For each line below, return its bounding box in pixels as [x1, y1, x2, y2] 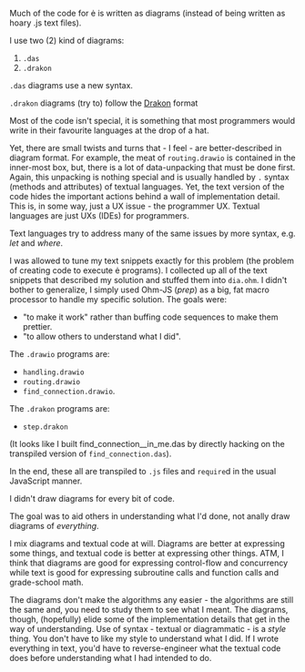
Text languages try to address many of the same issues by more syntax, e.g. [9, 228, 296, 239]
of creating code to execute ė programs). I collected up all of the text [9, 265, 268, 276]
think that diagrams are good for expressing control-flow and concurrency [9, 557, 289, 568]
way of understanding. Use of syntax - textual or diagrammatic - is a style [9, 624, 287, 634]
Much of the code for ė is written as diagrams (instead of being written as [9, 8, 286, 18]
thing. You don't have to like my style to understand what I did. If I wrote [9, 633, 280, 644]
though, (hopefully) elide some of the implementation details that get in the [9, 614, 290, 625]
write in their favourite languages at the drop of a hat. [9, 125, 209, 136]
